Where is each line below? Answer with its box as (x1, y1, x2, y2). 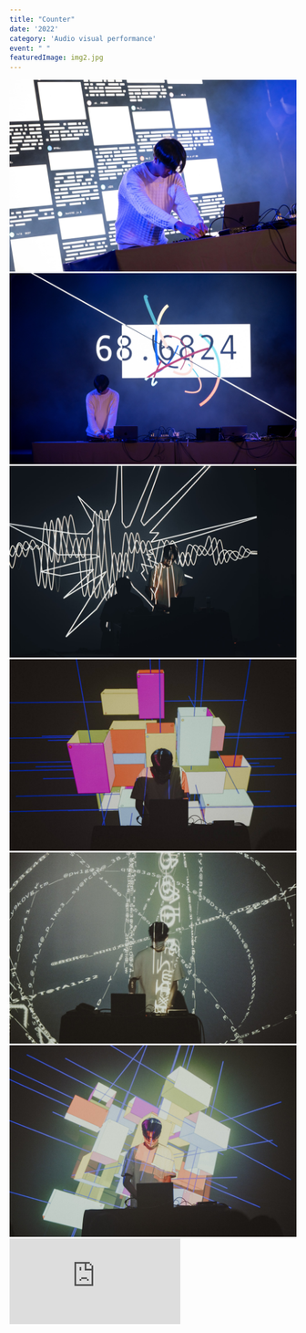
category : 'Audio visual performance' (9, 34, 157, 43)
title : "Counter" (9, 15, 76, 24)
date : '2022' (9, 24, 59, 34)
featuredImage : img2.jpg (9, 53, 104, 63)
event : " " (9, 44, 51, 53)
